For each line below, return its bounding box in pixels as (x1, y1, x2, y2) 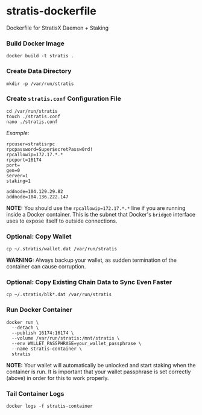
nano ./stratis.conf (6, 119, 58, 125)
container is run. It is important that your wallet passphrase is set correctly (6, 368, 191, 375)
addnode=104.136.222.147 (6, 194, 69, 200)
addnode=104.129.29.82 (6, 188, 63, 194)
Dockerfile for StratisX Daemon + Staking (6, 24, 109, 31)
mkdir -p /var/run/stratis (6, 80, 74, 87)
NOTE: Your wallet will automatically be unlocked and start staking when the (6, 361, 196, 369)
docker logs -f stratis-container (6, 403, 93, 410)
